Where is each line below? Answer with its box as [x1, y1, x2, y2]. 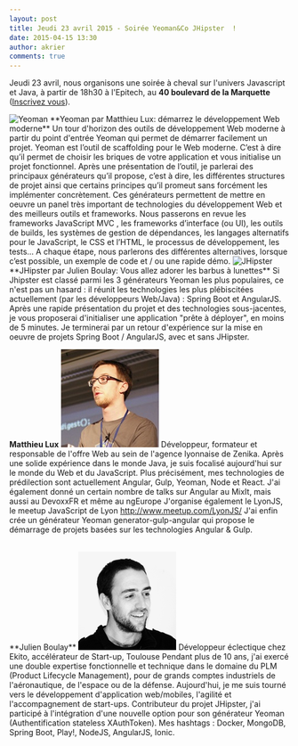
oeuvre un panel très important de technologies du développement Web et [9, 199, 283, 209]
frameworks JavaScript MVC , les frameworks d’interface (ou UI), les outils [9, 218, 284, 229]
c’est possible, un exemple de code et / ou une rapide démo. [9, 256, 231, 266]
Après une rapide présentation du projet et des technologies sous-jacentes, [9, 303, 286, 314]
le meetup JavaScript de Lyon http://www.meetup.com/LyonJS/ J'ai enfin [9, 505, 278, 516]
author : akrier [9, 43, 66, 52]
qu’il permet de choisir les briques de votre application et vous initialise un [9, 152, 282, 162]
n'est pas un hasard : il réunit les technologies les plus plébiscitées [9, 284, 254, 295]
